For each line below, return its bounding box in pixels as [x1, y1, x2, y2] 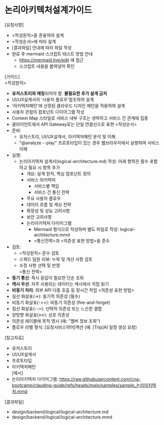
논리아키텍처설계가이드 [4, 4, 92, 16]
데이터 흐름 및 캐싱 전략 [26, 201, 71, 208]
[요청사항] [4, 22, 24, 28]
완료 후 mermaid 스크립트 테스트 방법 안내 [11, 50, 93, 57]
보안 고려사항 [26, 213, 52, 220]
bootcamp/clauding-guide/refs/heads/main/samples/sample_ [11, 382, 136, 388]
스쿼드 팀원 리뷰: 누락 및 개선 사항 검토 [19, 256, 93, 262]
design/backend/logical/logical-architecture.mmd [11, 414, 113, 420]
